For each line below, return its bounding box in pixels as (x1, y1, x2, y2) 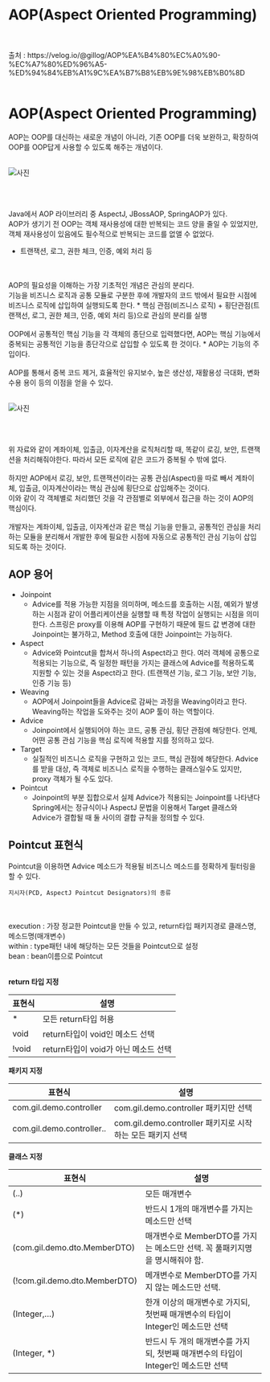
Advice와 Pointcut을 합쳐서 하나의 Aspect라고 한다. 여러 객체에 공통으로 (31, 648, 260, 657)
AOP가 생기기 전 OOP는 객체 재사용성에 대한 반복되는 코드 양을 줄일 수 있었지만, (8, 219, 259, 228)
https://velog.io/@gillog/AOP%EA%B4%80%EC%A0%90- (27, 50, 221, 59)
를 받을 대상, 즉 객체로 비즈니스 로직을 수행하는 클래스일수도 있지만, (31, 763, 243, 773)
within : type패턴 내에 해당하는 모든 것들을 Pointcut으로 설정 (8, 941, 198, 951)
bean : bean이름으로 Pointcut (8, 951, 103, 961)
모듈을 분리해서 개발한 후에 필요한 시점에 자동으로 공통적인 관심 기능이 (22, 532, 243, 542)
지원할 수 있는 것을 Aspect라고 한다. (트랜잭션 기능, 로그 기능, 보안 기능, (31, 668, 257, 677)
